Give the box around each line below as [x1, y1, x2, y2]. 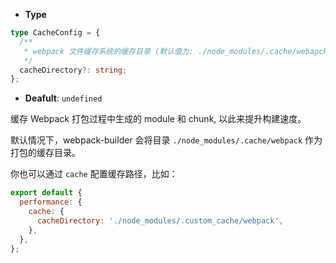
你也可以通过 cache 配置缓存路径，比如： [10, 168, 178, 180]
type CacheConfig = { [10, 28, 101, 38]
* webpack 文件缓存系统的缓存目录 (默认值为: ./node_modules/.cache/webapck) [23, 46, 333, 56]
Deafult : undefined [24, 92, 103, 104]
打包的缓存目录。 [10, 147, 81, 159]
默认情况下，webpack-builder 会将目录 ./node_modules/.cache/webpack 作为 [10, 134, 323, 146]
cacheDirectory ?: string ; [19, 65, 128, 75]
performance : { [19, 197, 83, 208]
